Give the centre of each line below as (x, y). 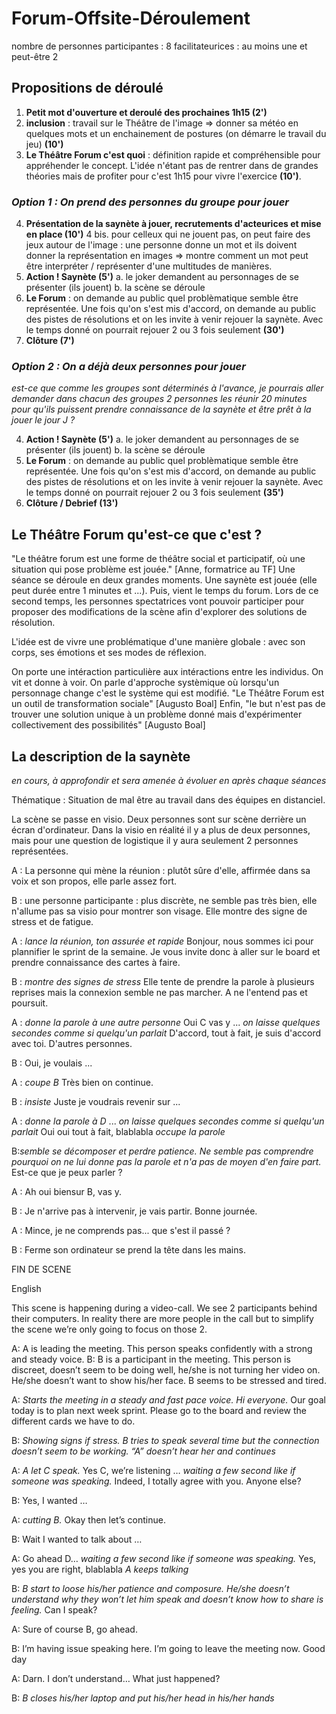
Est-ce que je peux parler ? (67, 1172)
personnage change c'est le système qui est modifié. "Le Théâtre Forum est (168, 693)
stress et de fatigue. (52, 921)
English (26, 1288)
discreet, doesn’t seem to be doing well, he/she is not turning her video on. (166, 1369)
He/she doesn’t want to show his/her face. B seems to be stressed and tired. (169, 1380)
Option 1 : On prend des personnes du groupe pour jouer (150, 202)
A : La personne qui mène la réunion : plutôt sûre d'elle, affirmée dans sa (161, 870)
